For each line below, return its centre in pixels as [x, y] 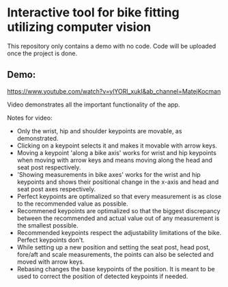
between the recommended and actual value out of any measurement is [118, 218]
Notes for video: [30, 118]
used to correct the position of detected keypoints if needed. [102, 276]
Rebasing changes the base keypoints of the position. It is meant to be [116, 269]
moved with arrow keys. [51, 262]
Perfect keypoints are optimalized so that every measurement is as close [119, 196]
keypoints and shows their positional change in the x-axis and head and [118, 182]
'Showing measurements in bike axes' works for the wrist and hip [109, 174]
